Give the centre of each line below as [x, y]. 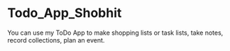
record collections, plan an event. [56, 40]
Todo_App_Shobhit [65, 13]
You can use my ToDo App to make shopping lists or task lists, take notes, [115, 33]
